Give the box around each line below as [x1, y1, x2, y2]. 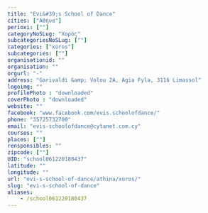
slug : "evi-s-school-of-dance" [7, 182, 100, 189]
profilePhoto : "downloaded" [7, 89, 94, 97]
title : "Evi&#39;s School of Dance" [7, 10, 116, 18]
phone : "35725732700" [7, 116, 72, 123]
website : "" [7, 103, 43, 110]
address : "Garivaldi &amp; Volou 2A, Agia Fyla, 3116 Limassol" [7, 76, 202, 84]
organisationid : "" [7, 57, 65, 64]
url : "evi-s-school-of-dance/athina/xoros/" [7, 175, 141, 182]
